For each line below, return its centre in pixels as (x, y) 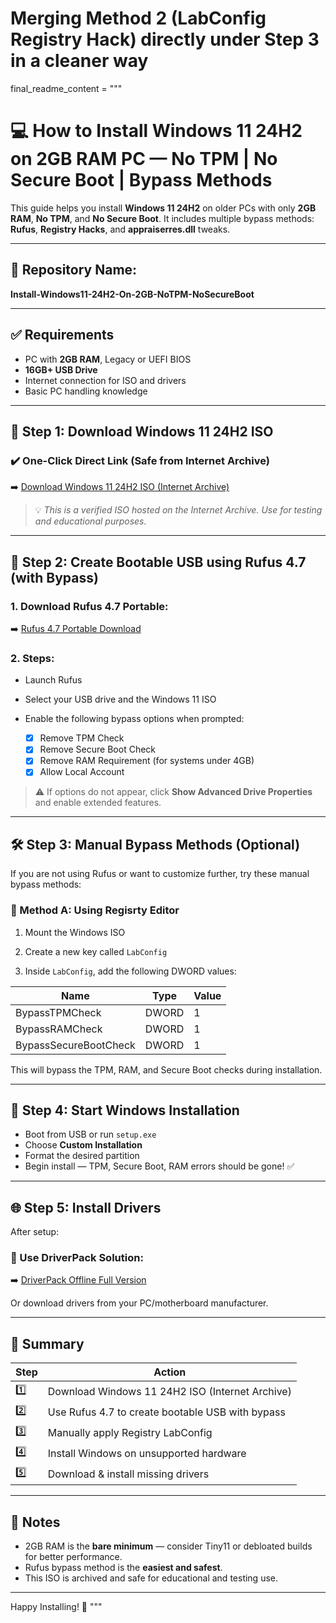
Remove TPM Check (82, 738)
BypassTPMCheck (58, 1012)
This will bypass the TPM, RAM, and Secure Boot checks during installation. (166, 1069)
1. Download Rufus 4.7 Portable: (89, 606)
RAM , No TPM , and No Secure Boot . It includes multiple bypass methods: (162, 218)
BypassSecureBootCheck (75, 1045)
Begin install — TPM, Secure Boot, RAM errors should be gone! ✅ (159, 1166)
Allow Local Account (82, 772)
